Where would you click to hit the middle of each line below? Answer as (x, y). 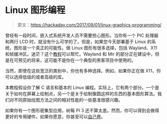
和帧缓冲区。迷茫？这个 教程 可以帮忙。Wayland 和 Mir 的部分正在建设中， (80, 54)
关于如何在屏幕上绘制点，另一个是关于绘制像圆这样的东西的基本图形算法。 (81, 93)
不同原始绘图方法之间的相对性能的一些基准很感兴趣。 (68, 100)
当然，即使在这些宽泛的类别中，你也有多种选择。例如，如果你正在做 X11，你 (83, 70)
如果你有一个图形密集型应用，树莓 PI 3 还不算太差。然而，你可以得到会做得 (82, 110)
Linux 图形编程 (35, 10)
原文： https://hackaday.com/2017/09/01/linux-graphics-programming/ (89, 25)
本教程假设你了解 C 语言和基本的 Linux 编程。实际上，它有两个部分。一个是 (82, 87)
